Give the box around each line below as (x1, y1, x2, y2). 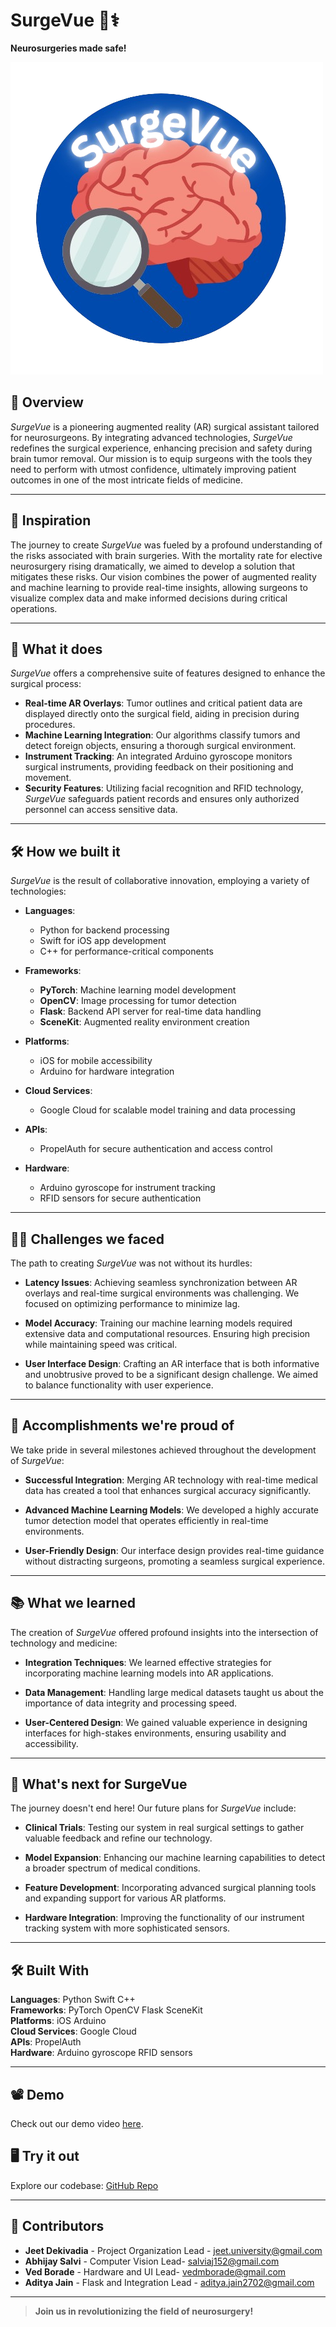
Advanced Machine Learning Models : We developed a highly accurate (24, 1504, 320, 1516)
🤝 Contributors (10, 2218, 105, 2235)
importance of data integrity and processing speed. (24, 1697, 238, 1709)
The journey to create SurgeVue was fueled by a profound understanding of (10, 539, 323, 551)
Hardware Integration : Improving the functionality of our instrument (24, 1912, 305, 1924)
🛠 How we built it (10, 843, 121, 860)
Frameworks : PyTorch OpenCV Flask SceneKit (10, 2004, 203, 2016)
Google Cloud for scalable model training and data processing (39, 1104, 296, 1116)
